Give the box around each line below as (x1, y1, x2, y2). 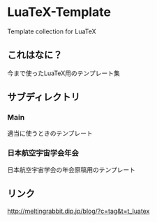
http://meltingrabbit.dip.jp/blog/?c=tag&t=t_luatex (7, 207, 150, 215)
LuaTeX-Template (7, 4, 112, 20)
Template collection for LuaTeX (7, 27, 96, 35)
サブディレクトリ (7, 91, 80, 103)
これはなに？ (7, 49, 63, 61)
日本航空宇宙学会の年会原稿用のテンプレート (7, 165, 136, 174)
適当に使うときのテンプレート (7, 129, 93, 138)
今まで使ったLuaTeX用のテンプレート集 (7, 69, 120, 77)
